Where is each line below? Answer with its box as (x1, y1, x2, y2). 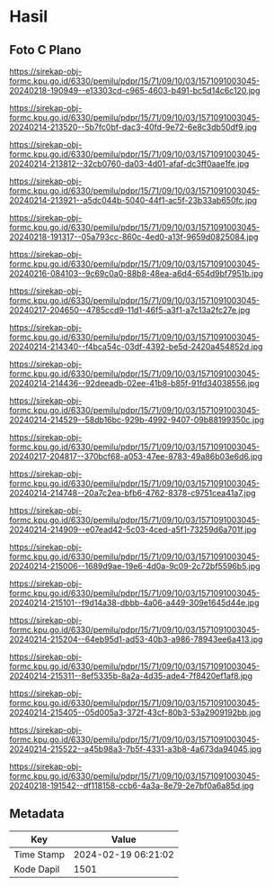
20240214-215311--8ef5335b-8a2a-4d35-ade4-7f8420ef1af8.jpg (9, 671, 253, 681)
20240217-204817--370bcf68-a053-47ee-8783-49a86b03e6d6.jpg (9, 451, 263, 461)
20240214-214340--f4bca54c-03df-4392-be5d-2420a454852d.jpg (9, 341, 263, 352)
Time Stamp (13, 848, 66, 861)
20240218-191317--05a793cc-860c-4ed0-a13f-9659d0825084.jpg (9, 231, 259, 242)
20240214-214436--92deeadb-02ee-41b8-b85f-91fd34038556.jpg (9, 378, 261, 388)
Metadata (9, 806, 65, 821)
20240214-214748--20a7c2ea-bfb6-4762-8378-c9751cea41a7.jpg (9, 488, 256, 498)
